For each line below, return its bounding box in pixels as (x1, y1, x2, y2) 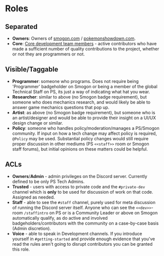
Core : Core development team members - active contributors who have (12, 41, 157, 47)
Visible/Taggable (5, 65, 59, 74)
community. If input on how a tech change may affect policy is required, (12, 130, 157, 136)
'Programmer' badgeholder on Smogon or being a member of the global (12, 83, 158, 89)
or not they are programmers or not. (12, 51, 85, 57)
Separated (5, 23, 38, 31)
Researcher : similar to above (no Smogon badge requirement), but (12, 94, 147, 100)
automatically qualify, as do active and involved (12, 215, 108, 221)
